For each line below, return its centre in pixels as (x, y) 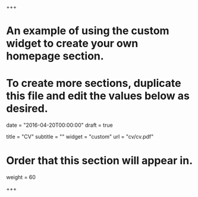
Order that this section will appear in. (100, 161)
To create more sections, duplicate (94, 83)
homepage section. (55, 56)
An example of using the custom (88, 31)
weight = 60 (21, 177)
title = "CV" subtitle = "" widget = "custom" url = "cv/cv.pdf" (80, 137)
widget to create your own (72, 44)
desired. (27, 109)
